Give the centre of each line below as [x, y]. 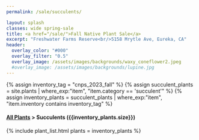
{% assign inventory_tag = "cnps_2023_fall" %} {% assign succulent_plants [100, 84]
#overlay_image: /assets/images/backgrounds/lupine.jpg [83, 67]
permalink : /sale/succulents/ [44, 12]
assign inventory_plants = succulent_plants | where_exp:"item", [84, 97]
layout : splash [25, 23]
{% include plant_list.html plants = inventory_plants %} [74, 130]
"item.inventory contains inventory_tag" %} [60, 103]
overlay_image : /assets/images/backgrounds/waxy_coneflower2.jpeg [96, 62]
